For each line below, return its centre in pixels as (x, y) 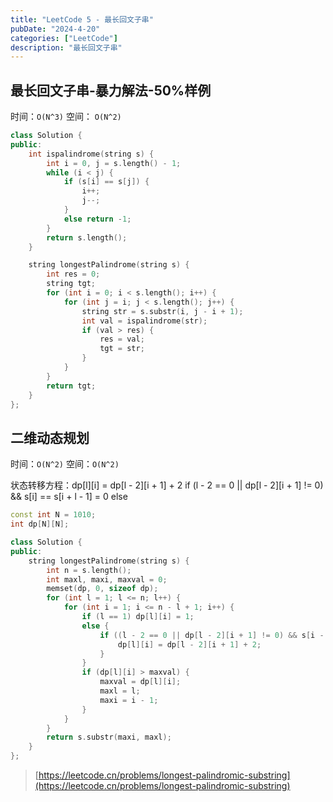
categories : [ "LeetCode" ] (64, 38)
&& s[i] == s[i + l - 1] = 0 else (69, 497)
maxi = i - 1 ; (129, 700)
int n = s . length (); (89, 570)
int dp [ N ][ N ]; (40, 524)
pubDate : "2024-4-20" (55, 29)
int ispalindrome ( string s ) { (91, 154)
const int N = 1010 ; (53, 515)
